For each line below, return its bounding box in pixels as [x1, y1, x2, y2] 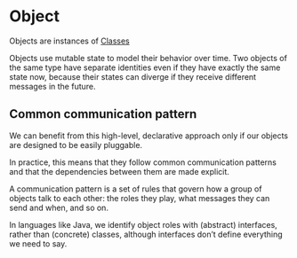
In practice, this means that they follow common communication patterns [9, 157, 277, 168]
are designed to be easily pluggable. [9, 139, 143, 150]
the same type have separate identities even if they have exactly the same [9, 62, 281, 73]
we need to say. [9, 238, 68, 249]
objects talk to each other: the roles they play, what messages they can [9, 192, 270, 203]
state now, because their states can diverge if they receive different [9, 71, 256, 82]
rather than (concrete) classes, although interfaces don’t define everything [9, 229, 283, 239]
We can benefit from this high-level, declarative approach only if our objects [9, 130, 289, 141]
